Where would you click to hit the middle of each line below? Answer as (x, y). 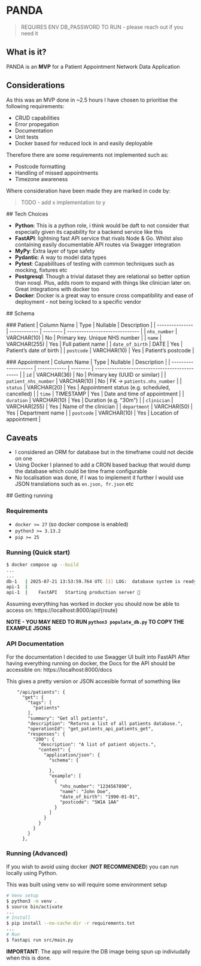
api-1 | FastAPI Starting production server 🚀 (73, 593)
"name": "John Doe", (85, 791)
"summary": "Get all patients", (68, 718)
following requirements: (35, 106)
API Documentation (35, 644)
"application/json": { (72, 755)
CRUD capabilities (37, 118)
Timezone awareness (41, 179)
